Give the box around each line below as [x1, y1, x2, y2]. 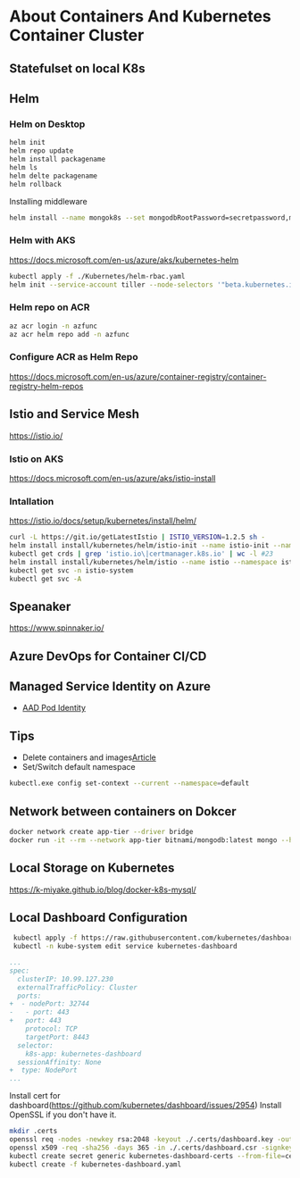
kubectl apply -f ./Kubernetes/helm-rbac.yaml [9, 272, 186, 280]
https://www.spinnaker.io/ [9, 622, 104, 633]
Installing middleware [9, 196, 87, 206]
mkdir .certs [9, 1127, 58, 1136]
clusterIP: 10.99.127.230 [17, 974, 114, 983]
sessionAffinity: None [17, 1057, 102, 1066]
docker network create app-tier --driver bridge [9, 827, 194, 836]
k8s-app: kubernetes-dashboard [25, 1049, 142, 1058]
